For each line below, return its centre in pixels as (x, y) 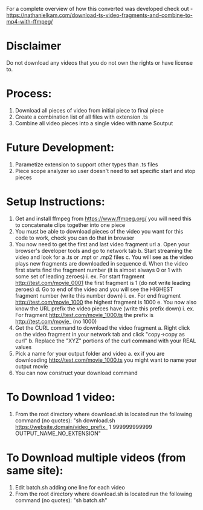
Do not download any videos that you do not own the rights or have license (100, 62)
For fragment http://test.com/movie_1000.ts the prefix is (84, 315)
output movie (31, 366)
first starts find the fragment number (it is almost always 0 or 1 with (98, 270)
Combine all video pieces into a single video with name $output (94, 123)
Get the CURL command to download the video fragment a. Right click (102, 328)
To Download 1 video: (61, 397)
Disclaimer (34, 46)
